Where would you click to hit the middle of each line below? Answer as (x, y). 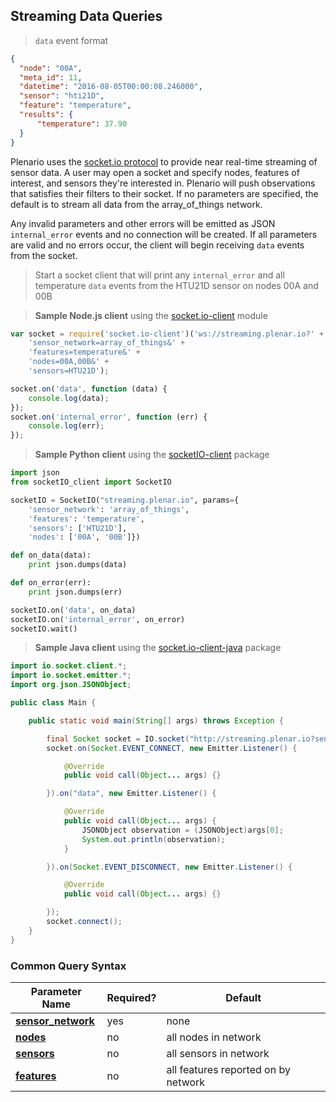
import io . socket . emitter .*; (71, 675)
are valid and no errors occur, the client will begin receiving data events (157, 245)
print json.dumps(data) (78, 565)
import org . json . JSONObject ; (71, 685)
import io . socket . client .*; (69, 666)
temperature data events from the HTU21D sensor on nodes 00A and (176, 285)
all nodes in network (214, 1037)
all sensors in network (218, 1053)
